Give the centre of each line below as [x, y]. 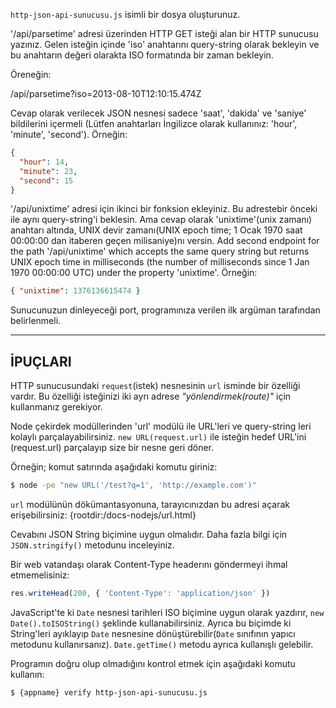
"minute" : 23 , [48, 171]
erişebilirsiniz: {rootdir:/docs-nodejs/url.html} [103, 515]
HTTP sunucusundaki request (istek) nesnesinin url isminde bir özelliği [155, 386]
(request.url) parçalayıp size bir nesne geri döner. [112, 448]
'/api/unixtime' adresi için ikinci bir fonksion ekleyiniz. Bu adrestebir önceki [164, 209]
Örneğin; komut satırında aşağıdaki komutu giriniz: [114, 467]
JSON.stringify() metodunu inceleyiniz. [92, 545]
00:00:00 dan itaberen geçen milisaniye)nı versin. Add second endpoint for [165, 241]
